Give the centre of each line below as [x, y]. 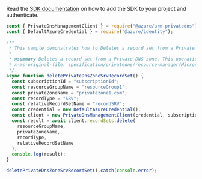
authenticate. [23, 15]
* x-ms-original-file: [37, 65]
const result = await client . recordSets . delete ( [74, 121]
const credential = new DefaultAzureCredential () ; [76, 110]
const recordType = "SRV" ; [45, 99]
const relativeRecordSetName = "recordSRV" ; [68, 104]
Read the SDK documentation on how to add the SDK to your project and [96, 9]
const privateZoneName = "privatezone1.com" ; [70, 93]
